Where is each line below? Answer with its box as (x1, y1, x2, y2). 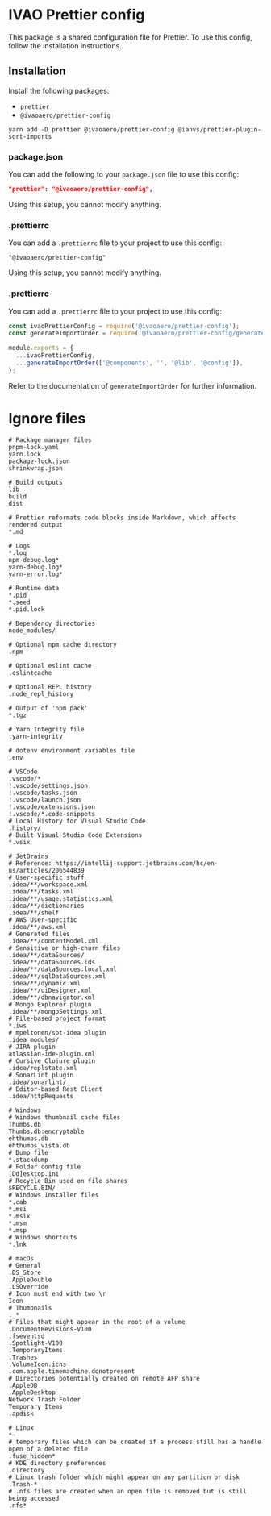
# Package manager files (8, 435, 92, 444)
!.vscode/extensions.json (8, 802, 95, 811)
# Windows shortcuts (8, 1233, 78, 1241)
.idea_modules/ (8, 1035, 60, 1043)
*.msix (8, 1212, 31, 1220)
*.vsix (8, 838, 31, 846)
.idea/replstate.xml (8, 1064, 78, 1072)
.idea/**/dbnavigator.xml (8, 993, 95, 1002)
